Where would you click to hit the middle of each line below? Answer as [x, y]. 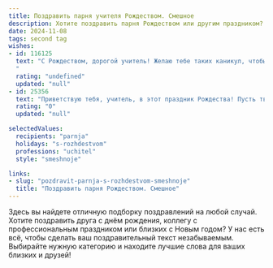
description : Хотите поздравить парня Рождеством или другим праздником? [136, 24]
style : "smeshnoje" [49, 159]
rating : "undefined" [50, 76]
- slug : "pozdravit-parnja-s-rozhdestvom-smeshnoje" [100, 181]
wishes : [22, 46]
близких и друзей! [40, 255]
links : [19, 174]
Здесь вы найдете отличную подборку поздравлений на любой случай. [133, 212]
